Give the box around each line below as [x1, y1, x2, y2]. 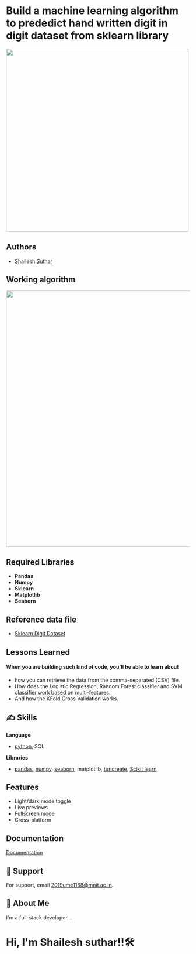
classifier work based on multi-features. [14, 689, 111, 696]
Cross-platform [14, 816, 51, 823]
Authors [6, 242, 37, 252]
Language [6, 731, 31, 738]
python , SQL [14, 743, 45, 750]
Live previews [14, 804, 48, 811]
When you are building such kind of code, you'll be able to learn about [6, 664, 179, 671]
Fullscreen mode [14, 810, 55, 818]
